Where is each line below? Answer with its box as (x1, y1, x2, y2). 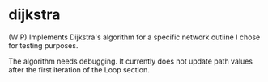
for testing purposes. (8, 40, 79, 50)
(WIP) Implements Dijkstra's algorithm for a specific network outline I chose (8, 32, 261, 42)
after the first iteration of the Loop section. (8, 64, 150, 74)
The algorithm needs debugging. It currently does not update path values (8, 56, 253, 66)
